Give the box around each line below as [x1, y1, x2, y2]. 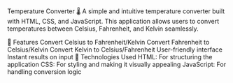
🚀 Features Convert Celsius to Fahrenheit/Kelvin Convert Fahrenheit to [7, 38, 210, 46]
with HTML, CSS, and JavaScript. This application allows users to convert [7, 17, 220, 25]
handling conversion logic [7, 68, 82, 76]
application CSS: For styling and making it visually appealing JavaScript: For [7, 60, 226, 68]
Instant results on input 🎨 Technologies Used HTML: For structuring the [7, 53, 213, 61]
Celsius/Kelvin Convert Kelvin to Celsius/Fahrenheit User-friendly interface [7, 45, 223, 54]
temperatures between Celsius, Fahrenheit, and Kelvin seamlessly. [7, 24, 199, 33]
